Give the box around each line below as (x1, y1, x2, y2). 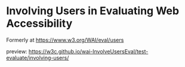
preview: (6, 47, 28, 55)
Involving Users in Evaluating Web (6, 4, 180, 18)
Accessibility (6, 17, 73, 30)
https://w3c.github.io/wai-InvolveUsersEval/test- (29, 47, 149, 55)
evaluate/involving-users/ (6, 54, 69, 61)
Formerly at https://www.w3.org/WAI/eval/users (6, 36, 124, 43)
